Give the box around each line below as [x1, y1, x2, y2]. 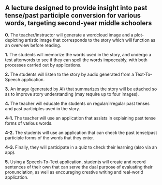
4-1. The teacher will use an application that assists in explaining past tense [5, 115, 156, 121]
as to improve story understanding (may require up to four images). [5, 91, 139, 97]
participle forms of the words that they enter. [5, 135, 94, 140]
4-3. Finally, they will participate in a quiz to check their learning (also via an [5, 144, 157, 150]
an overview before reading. [5, 42, 61, 48]
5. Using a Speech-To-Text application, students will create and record [5, 159, 146, 165]
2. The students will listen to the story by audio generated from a [5, 71, 134, 77]
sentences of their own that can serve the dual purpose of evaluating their [5, 164, 153, 169]
